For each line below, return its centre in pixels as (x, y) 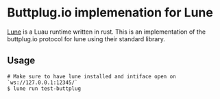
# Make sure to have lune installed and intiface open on (91, 76)
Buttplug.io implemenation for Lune (110, 13)
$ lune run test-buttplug (44, 88)
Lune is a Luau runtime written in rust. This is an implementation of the (107, 32)
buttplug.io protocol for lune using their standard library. (86, 38)
